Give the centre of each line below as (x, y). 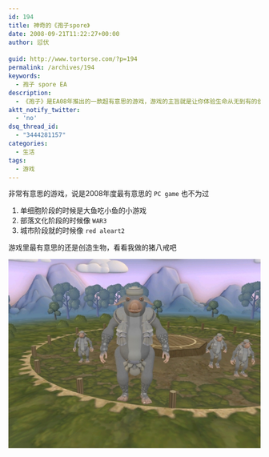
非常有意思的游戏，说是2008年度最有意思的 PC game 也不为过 (109, 194)
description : (30, 93)
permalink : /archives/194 (51, 68)
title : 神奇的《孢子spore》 (49, 25)
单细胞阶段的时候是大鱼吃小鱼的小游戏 (83, 210)
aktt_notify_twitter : (44, 110)
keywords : (25, 76)
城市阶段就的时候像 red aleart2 (72, 231)
